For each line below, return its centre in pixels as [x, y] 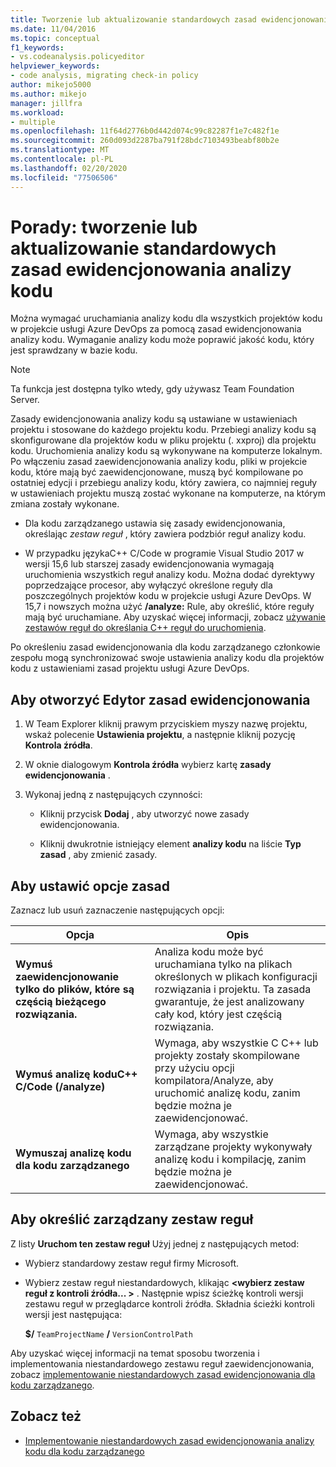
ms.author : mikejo [48, 94]
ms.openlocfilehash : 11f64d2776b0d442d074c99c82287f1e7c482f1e [145, 131]
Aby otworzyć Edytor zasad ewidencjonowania [160, 699]
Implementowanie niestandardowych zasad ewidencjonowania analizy [169, 1440]
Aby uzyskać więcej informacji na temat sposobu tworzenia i [135, 1353]
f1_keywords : [37, 47]
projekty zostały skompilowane [227, 1056]
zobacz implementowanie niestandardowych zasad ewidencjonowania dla [163, 1374]
